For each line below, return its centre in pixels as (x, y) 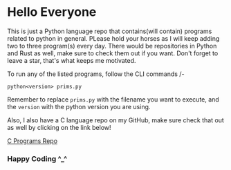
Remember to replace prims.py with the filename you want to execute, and (113, 99)
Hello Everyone (52, 12)
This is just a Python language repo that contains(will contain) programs (110, 31)
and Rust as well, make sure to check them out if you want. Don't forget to (113, 53)
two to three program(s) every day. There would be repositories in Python (112, 46)
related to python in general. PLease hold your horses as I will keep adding (113, 38)
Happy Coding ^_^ (37, 158)
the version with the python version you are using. (79, 106)
